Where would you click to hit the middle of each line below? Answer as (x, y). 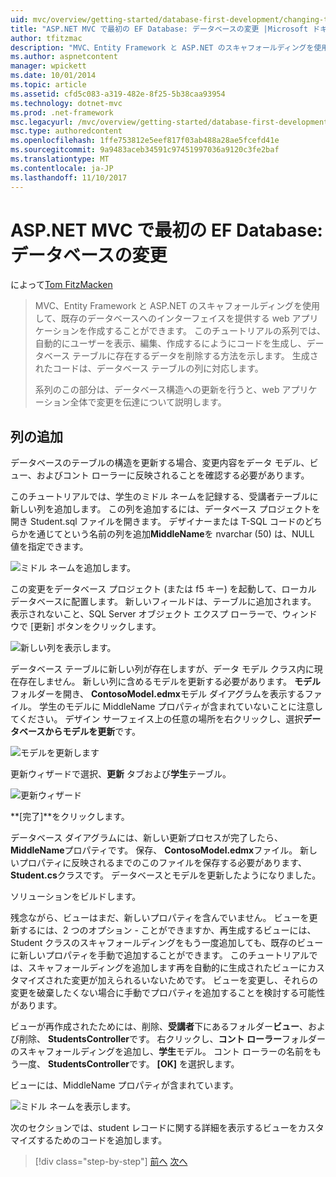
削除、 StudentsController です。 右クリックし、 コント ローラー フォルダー (172, 1039)
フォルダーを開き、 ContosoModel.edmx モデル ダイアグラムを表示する (157, 694)
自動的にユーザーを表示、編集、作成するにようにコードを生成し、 (170, 343)
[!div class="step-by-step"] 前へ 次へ (111, 1162)
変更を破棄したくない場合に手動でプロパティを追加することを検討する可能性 (168, 993)
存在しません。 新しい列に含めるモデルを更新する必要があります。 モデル (170, 682)
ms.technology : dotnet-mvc (66, 103)
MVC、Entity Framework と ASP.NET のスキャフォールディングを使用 (177, 306)
